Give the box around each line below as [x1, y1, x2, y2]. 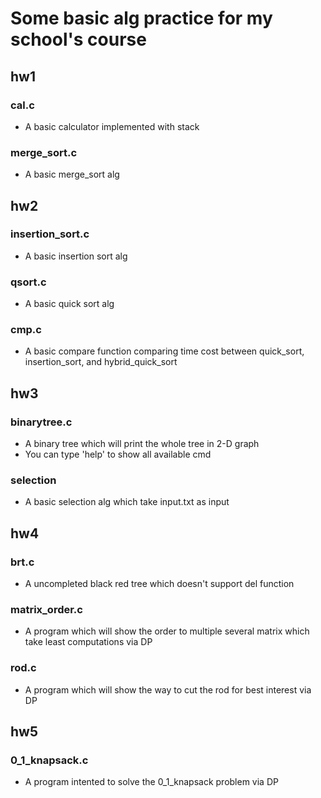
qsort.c [10, 275, 47, 289]
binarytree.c [10, 415, 73, 429]
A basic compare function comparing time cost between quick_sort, [24, 345, 305, 357]
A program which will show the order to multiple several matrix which [24, 625, 310, 637]
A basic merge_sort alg [24, 168, 120, 181]
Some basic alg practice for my [10, 7, 273, 30]
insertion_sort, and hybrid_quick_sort [24, 356, 178, 368]
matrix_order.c [10, 603, 83, 617]
